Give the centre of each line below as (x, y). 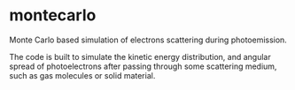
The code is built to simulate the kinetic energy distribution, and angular (140, 56)
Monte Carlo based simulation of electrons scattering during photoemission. (148, 40)
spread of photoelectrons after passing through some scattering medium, (143, 66)
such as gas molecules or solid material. (82, 75)
